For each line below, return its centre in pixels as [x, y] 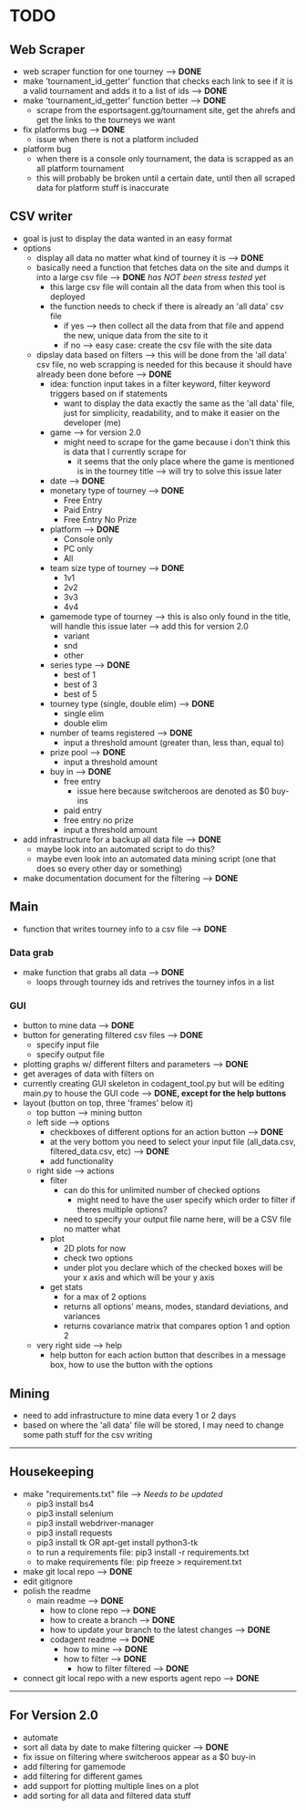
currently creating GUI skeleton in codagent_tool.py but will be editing [153, 1084]
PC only [78, 548]
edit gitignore [47, 1581]
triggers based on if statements [109, 393]
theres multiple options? [122, 1210]
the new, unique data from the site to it [136, 335]
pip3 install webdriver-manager [95, 1523]
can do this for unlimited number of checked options [162, 1191]
